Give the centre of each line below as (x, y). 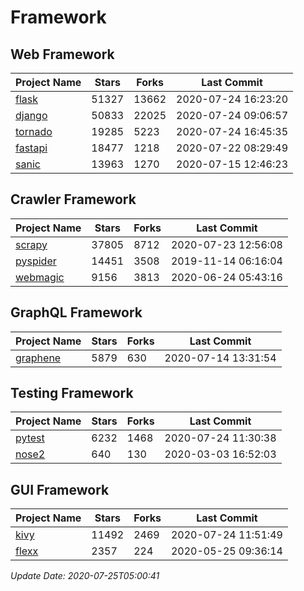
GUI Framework (60, 489)
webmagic (40, 277)
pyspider (36, 261)
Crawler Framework (73, 199)
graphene (38, 358)
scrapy (31, 244)
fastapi (31, 148)
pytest (30, 438)
